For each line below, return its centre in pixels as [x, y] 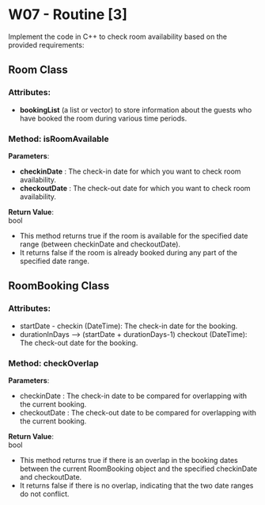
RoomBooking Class [59, 286]
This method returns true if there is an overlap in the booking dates [129, 460]
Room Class [38, 70]
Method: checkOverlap [53, 363]
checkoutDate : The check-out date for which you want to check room [135, 188]
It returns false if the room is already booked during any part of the [128, 252]
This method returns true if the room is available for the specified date [134, 235]
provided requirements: [46, 44]
